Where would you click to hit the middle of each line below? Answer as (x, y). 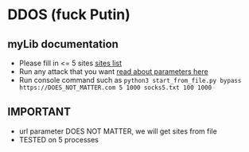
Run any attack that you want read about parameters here (113, 72)
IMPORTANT (39, 112)
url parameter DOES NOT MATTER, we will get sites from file (118, 131)
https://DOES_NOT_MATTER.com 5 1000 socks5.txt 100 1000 (115, 88)
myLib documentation (63, 44)
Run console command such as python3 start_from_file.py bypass (130, 80)
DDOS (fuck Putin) (69, 15)
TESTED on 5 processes (58, 139)
